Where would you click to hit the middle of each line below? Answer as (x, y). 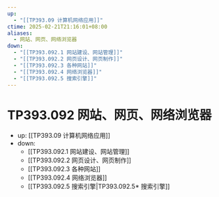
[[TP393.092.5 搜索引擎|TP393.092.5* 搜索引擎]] (99, 187)
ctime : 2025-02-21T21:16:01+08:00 (58, 26)
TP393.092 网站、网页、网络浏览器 (109, 115)
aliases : (20, 33)
